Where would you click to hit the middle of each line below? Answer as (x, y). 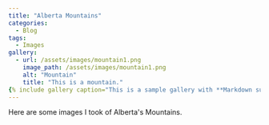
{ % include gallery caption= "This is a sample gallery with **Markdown (130, 90)
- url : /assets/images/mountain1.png (78, 61)
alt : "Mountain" (50, 75)
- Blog (26, 30)
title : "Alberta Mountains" (55, 16)
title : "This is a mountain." (73, 82)
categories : (28, 23)
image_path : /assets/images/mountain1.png (94, 68)
